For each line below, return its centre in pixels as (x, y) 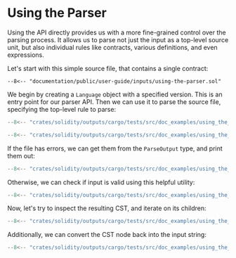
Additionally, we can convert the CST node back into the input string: (107, 235)
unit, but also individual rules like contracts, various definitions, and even (112, 47)
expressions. (26, 55)
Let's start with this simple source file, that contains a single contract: (108, 68)
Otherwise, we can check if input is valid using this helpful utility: (101, 182)
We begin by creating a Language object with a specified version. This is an (115, 94)
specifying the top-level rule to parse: (62, 109)
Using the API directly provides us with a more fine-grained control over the (117, 32)
